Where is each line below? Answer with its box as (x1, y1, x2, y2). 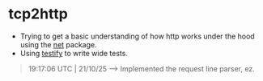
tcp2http (8, 5, 69, 23)
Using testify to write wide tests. (19, 48, 128, 58)
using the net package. (19, 39, 97, 49)
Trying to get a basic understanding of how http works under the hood (19, 31, 255, 41)
